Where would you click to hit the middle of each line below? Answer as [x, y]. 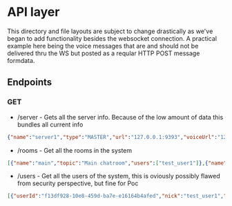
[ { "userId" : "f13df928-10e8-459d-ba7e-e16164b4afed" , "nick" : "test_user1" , [116, 196]
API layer [33, 12]
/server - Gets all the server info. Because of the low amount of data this [120, 117]
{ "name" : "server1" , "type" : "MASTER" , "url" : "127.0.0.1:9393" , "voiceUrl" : [112, 137]
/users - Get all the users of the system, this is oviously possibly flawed [119, 176]
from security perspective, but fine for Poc [78, 183]
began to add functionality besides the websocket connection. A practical [112, 38]
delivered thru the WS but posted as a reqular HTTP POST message [104, 53]
